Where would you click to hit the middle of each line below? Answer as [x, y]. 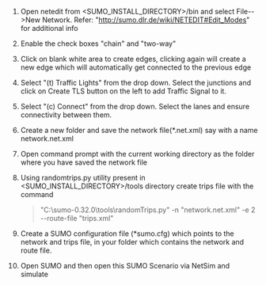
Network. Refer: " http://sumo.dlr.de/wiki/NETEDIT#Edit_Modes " [146, 20]
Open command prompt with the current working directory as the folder [137, 154]
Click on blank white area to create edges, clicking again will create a [133, 59]
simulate [34, 274]
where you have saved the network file [84, 162]
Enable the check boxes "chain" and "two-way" [98, 44]
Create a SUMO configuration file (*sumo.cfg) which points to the [127, 234]
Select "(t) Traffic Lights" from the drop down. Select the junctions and [136, 83]
